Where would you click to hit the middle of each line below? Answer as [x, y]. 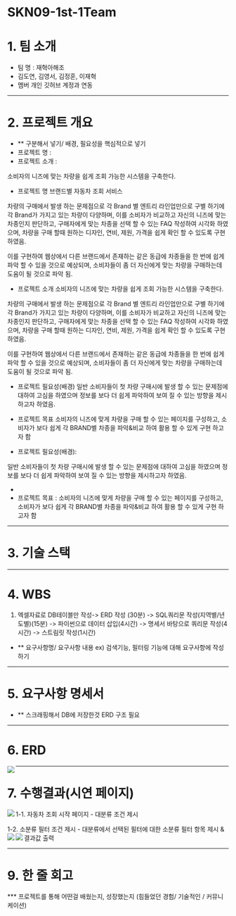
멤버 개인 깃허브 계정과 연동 [55, 85]
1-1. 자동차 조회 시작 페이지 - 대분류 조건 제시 [77, 814]
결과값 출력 [39, 838]
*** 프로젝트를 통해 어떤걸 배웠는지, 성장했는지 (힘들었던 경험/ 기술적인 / [106, 896]
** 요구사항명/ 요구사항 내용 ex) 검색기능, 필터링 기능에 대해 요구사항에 [114, 647]
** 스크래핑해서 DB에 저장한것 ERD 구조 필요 [79, 715]
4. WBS [29, 595]
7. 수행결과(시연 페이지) [71, 793]
